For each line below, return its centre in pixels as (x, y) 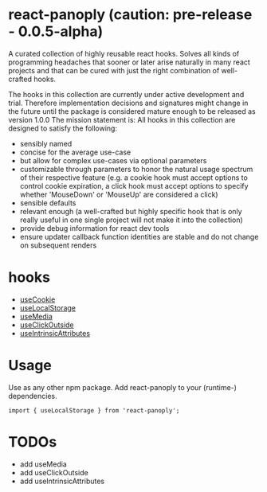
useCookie (37, 299)
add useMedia (43, 464)
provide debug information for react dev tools (94, 228)
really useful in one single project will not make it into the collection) (131, 220)
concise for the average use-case (75, 152)
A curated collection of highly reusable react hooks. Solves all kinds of (124, 53)
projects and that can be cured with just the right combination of (114, 70)
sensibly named (46, 143)
